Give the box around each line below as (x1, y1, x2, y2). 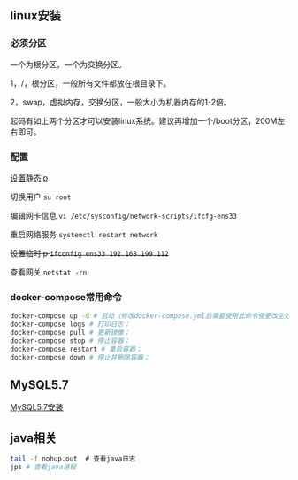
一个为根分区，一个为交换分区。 (10, 58, 126, 69)
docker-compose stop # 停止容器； (10, 336, 131, 345)
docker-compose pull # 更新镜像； (10, 329, 131, 337)
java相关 (10, 430, 57, 445)
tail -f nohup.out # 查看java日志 (10, 454, 136, 463)
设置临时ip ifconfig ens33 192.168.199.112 (10, 247, 169, 259)
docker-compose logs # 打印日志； (10, 320, 131, 329)
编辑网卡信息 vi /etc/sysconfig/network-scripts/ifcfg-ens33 (10, 210, 238, 221)
